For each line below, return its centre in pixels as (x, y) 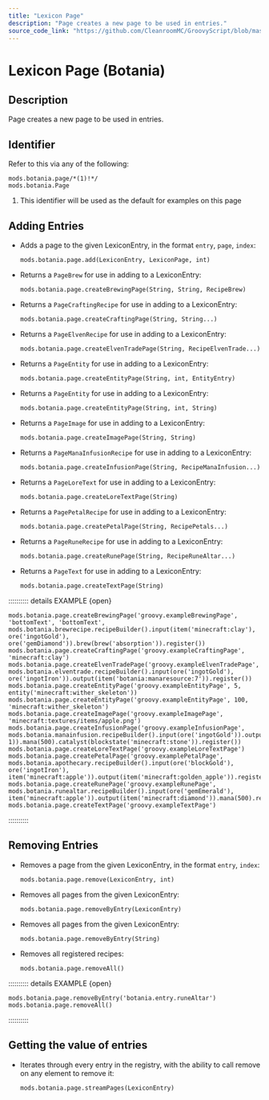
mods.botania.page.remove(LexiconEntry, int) (97, 879)
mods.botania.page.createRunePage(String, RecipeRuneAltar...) (128, 556)
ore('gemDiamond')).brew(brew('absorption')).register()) (107, 644)
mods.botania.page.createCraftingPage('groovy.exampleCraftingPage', (127, 651)
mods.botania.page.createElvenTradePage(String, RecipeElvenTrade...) (140, 349)
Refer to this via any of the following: (69, 164)
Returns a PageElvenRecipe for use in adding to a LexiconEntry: (123, 334)
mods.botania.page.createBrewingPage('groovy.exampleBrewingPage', (123, 615)
